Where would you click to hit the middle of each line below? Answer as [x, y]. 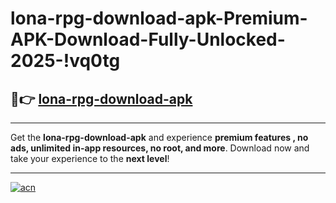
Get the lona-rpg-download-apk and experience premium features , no [159, 137]
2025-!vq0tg [65, 61]
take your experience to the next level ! [90, 158]
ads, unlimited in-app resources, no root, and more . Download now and [160, 148]
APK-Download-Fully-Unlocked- [148, 39]
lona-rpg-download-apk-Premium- [159, 18]
